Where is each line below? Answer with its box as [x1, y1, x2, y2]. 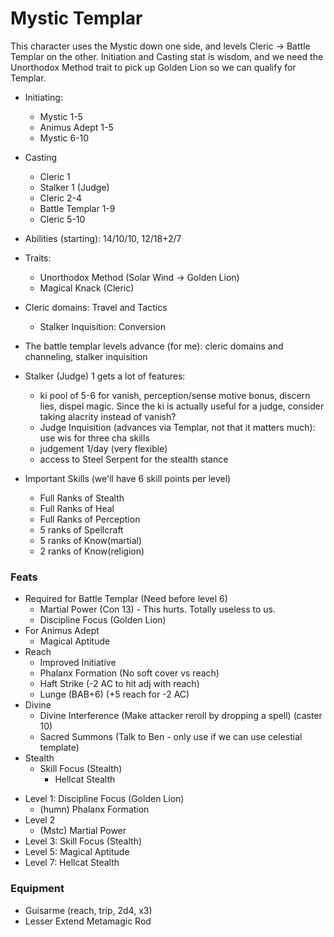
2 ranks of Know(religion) [39, 545, 145, 557]
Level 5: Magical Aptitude [24, 846, 130, 858]
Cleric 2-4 [39, 192, 83, 204]
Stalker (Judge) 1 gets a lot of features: [24, 370, 186, 382]
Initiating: [24, 91, 63, 103]
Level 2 [24, 814, 56, 826]
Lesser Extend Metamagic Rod [24, 915, 152, 927]
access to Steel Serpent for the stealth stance [39, 453, 229, 465]
